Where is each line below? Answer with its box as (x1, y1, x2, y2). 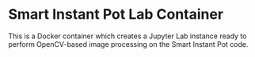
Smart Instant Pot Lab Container (8, 5, 224, 23)
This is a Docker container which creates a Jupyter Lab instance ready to (8, 31, 247, 41)
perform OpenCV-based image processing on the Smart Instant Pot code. (8, 39, 249, 48)
